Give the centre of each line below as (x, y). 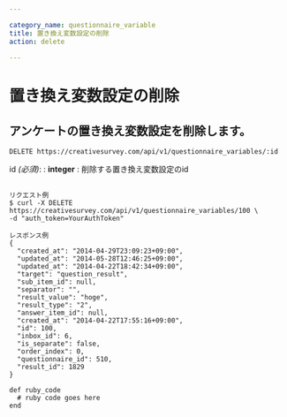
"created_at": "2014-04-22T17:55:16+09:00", (100, 321)
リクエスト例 (29, 195)
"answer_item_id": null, (63, 313)
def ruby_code (35, 390)
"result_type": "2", (55, 306)
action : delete (37, 42)
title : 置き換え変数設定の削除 (59, 33)
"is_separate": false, (59, 344)
